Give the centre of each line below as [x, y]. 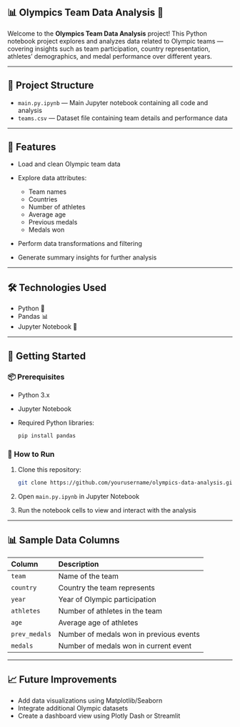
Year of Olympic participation [107, 599]
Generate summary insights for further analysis [87, 257]
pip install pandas [47, 435]
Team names [47, 192]
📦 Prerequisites [36, 377]
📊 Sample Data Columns [64, 540]
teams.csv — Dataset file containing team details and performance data [122, 118]
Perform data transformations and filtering [80, 244]
